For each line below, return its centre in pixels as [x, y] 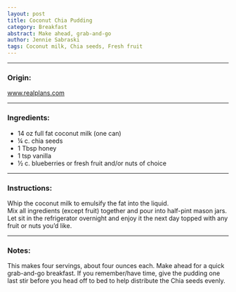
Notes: [19, 250]
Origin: [19, 77]
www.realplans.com [36, 93]
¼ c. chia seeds [40, 141]
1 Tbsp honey [37, 148]
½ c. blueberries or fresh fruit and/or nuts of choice [92, 163]
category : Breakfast [38, 27]
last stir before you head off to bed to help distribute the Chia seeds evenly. [117, 281]
